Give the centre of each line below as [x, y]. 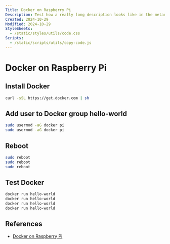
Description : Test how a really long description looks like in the [79, 15]
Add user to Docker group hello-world [66, 114]
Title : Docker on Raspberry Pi [38, 10]
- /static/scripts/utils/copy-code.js [51, 43]
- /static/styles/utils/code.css [45, 33]
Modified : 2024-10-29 [28, 24]
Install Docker [28, 86]
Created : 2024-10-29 [27, 19]
